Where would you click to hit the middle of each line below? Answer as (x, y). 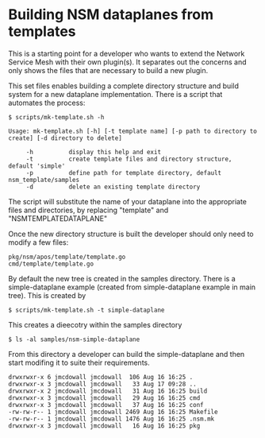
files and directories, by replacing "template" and (88, 210)
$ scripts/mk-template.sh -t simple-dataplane (86, 310)
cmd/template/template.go (51, 264)
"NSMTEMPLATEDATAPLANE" (58, 218)
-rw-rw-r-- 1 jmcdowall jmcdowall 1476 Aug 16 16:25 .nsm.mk (111, 419)
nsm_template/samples (44, 180)
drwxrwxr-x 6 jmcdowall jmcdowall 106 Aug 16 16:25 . (101, 377)
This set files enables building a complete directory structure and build (124, 86)
